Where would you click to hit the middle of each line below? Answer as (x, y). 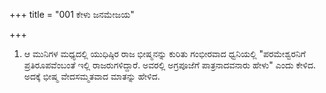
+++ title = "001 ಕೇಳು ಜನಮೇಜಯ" (72, 14)
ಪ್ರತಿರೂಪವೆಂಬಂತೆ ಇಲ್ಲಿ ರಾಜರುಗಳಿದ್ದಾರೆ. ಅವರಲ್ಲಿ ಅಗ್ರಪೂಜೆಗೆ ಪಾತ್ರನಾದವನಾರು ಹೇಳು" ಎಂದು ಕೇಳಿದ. (169, 65)
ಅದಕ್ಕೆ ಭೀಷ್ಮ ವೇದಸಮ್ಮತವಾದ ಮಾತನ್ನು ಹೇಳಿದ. (92, 76)
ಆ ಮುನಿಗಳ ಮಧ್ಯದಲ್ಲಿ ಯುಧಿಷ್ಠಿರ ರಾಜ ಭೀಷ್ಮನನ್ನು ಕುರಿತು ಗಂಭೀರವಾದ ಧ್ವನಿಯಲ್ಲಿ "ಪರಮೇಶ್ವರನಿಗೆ (164, 53)
